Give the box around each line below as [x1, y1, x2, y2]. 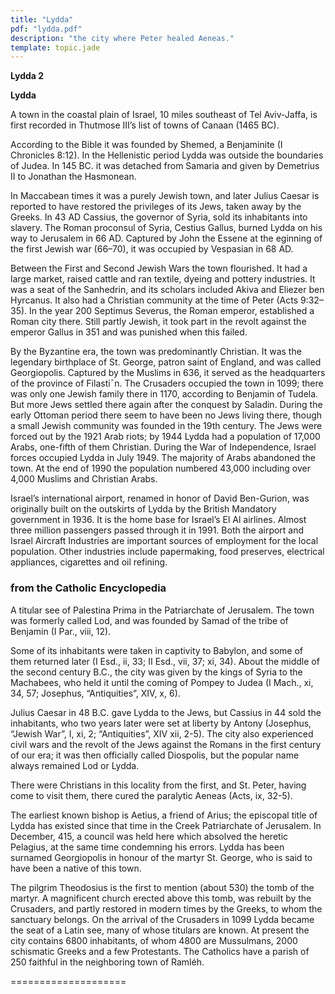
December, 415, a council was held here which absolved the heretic [10, 830, 289, 842]
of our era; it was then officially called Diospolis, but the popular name [10, 749, 300, 761]
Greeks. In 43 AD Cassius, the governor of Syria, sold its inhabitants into [10, 211, 308, 223]
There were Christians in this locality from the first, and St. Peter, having [10, 779, 307, 791]
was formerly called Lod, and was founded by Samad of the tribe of [10, 614, 289, 626]
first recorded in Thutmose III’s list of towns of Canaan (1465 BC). [10, 119, 280, 131]
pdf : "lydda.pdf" [10, 24, 83, 34]
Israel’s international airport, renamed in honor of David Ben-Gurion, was [10, 492, 310, 505]
